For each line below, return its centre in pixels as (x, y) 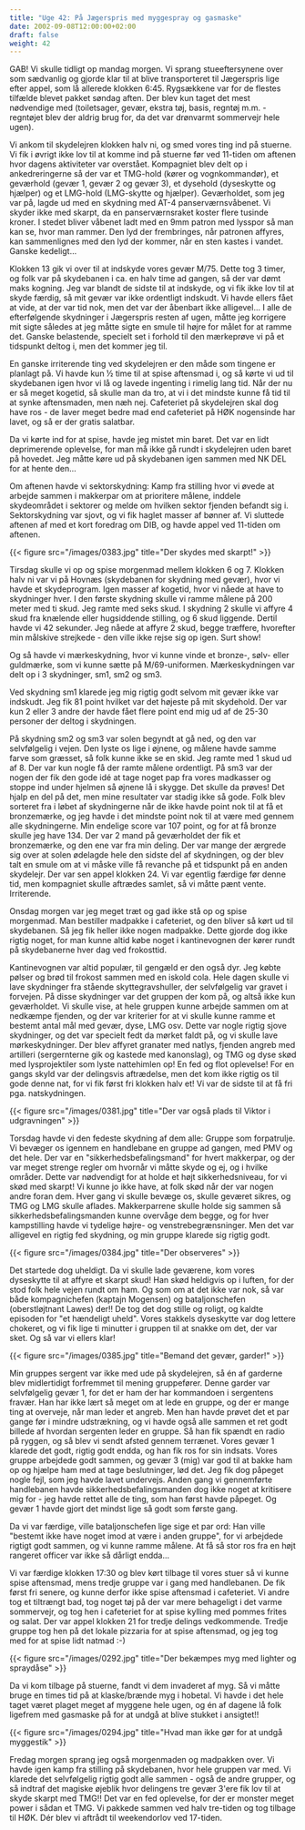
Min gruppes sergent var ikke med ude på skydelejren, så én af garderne (146, 1373)
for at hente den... (43, 469)
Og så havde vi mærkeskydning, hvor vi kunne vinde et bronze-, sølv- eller (149, 656)
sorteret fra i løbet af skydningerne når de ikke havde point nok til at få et (147, 807)
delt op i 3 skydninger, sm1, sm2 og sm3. (86, 675)
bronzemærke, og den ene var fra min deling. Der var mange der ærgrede (148, 845)
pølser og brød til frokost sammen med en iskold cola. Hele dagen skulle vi (149, 977)
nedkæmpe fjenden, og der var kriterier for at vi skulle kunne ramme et (142, 1016)
